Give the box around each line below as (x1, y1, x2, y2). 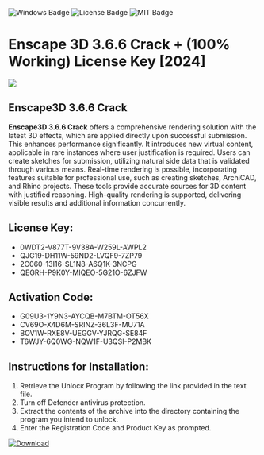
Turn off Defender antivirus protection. (19, 398, 146, 407)
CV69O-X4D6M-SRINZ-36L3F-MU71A (19, 320, 145, 330)
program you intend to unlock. (19, 415, 119, 424)
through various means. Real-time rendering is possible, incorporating (8, 164, 238, 174)
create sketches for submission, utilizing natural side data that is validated (8, 156, 250, 165)
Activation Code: (8, 290, 94, 304)
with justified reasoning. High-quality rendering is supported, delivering (8, 190, 242, 199)
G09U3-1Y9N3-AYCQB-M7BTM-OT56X (19, 311, 149, 321)
